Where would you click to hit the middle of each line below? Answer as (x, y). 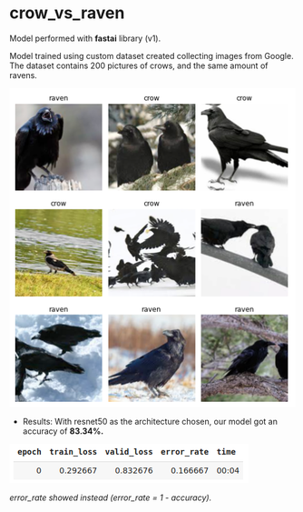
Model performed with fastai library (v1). (85, 38)
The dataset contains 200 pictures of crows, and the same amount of (139, 65)
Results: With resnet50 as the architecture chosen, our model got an (150, 421)
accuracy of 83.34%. (63, 431)
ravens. (24, 75)
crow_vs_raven (67, 13)
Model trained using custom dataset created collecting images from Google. (151, 55)
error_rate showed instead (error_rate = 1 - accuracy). (111, 497)
